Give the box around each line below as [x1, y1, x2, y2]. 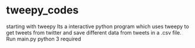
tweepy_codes [6, 4, 79, 17]
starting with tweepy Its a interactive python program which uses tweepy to [6, 23, 190, 30]
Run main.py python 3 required [6, 35, 81, 42]
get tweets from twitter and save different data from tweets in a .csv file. [6, 29, 181, 36]
